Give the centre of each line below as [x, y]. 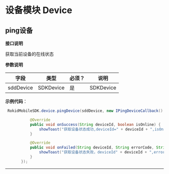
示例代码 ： [16, 101]
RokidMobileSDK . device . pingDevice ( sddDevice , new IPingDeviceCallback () [85, 111]
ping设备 [19, 30]
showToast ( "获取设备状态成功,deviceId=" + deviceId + [94, 129]
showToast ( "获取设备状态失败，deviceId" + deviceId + [93, 152]
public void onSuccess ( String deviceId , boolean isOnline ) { [95, 124]
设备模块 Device [39, 10]
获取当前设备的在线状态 [29, 54]
